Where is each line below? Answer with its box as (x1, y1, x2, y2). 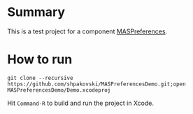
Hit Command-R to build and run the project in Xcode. (7, 99, 154, 107)
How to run (7, 51, 73, 67)
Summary (7, 4, 65, 20)
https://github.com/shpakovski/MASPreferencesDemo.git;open (7, 81, 187, 88)
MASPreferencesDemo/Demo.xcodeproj (7, 86, 111, 94)
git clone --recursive (7, 74, 73, 81)
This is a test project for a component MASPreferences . (7, 27, 168, 35)
